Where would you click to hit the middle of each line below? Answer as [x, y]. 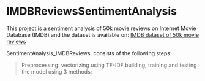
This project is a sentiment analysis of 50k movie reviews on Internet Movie [101, 28]
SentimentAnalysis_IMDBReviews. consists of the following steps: [89, 53]
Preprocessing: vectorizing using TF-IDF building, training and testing [109, 65]
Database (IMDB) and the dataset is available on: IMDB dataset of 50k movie [103, 34]
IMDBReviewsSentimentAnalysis [92, 11]
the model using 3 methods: [57, 71]
